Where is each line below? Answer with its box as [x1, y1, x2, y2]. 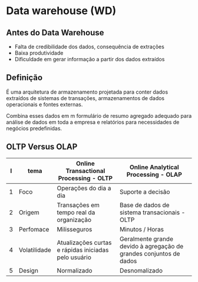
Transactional [65, 167, 105, 175]
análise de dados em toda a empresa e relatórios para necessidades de [6, 118, 180, 125]
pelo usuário [57, 253, 91, 261]
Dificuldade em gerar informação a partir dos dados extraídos [14, 56, 165, 62]
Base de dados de [120, 201, 170, 209]
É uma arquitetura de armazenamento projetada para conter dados [6, 88, 169, 95]
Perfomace [18, 225, 49, 233]
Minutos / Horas [120, 225, 164, 233]
